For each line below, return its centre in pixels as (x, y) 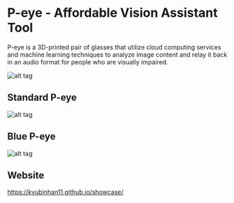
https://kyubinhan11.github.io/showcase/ (66, 192)
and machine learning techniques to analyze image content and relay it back (117, 55)
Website (26, 175)
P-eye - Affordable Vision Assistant (113, 13)
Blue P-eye (32, 137)
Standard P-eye (42, 98)
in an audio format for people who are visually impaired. (88, 62)
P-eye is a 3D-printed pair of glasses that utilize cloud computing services (115, 47)
